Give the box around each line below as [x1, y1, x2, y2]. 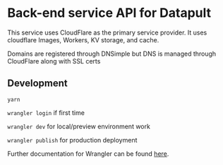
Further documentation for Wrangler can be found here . [7, 149, 169, 158]
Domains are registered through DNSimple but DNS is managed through [7, 49, 217, 58]
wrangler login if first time [7, 108, 85, 117]
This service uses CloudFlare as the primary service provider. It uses [7, 28, 207, 37]
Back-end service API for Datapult [7, 5, 212, 21]
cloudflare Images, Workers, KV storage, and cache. [7, 35, 159, 44]
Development [7, 78, 68, 90]
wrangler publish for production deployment [7, 135, 138, 144]
